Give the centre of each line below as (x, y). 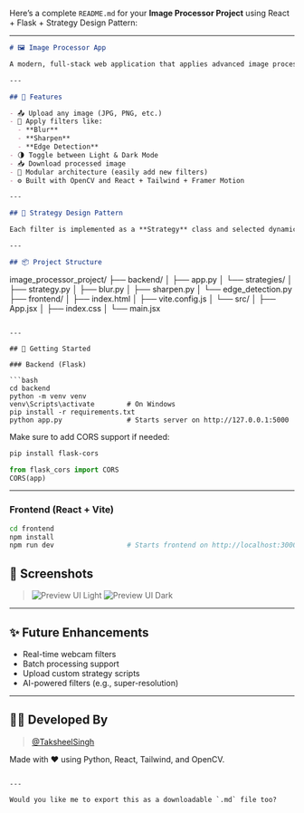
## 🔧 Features (36, 97)
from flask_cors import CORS (64, 470)
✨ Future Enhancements (79, 632)
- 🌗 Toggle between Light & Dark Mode (84, 155)
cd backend (30, 388)
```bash (24, 380)
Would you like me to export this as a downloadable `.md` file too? (143, 799)
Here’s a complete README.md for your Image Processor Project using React (149, 13)
